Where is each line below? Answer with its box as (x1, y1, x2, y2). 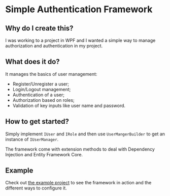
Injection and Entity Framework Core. (5, 151, 83, 157)
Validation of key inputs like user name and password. (12, 102, 126, 108)
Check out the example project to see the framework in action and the (5, 180, 152, 186)
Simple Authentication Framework (5, 4, 153, 15)
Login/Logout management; (12, 86, 71, 92)
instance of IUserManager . (5, 136, 59, 142)
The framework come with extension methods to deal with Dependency (5, 146, 155, 152)
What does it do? (5, 58, 60, 66)
